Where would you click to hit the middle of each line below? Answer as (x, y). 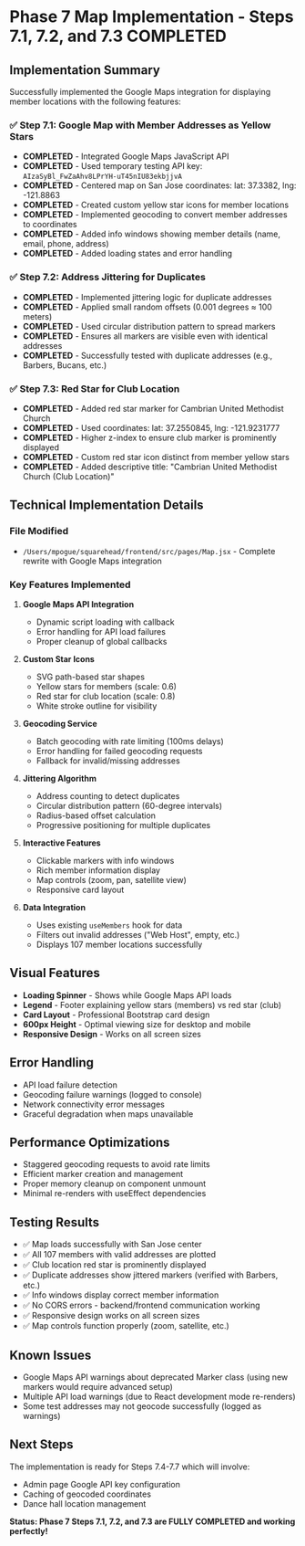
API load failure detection (70, 1085)
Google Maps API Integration (78, 604)
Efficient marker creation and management (103, 1174)
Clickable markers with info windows (105, 860)
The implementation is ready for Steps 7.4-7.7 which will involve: (130, 1467)
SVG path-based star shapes (91, 677)
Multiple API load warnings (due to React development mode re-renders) (159, 1396)
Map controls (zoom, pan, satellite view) (111, 879)
